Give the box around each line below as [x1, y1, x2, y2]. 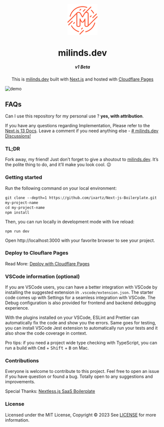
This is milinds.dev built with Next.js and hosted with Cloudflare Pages [11, 76, 154, 82]
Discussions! [5, 133, 31, 139]
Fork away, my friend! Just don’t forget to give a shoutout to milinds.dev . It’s [5, 156, 159, 163]
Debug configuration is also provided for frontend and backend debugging [5, 300, 156, 306]
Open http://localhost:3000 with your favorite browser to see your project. [5, 237, 155, 243]
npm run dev [5, 228, 29, 234]
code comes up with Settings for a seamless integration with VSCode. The [5, 295, 156, 301]
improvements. [5, 379, 35, 385]
